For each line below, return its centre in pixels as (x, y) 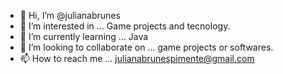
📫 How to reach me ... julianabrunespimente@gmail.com (137, 58)
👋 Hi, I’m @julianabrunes (70, 15)
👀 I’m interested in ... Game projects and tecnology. (125, 26)
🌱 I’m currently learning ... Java (84, 36)
